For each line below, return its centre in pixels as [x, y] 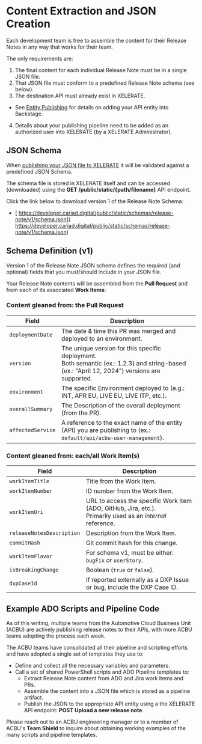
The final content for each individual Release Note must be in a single [101, 70]
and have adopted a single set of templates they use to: [75, 654]
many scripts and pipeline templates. [52, 734]
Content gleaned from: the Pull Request [65, 305]
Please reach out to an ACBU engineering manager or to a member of [92, 722]
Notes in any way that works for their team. [60, 47]
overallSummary [31, 409]
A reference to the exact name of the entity [122, 422]
